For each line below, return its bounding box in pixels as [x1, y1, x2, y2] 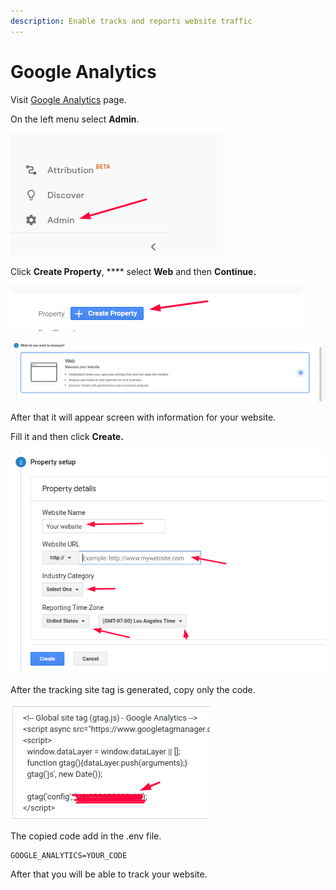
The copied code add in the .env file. [10, 830, 162, 842]
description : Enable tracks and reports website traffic [10, 16, 253, 26]
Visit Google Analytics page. [10, 93, 127, 105]
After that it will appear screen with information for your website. [10, 411, 277, 423]
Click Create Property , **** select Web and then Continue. [10, 265, 257, 277]
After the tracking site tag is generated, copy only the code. [10, 683, 256, 695]
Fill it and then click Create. [10, 430, 124, 442]
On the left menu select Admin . [10, 113, 140, 125]
